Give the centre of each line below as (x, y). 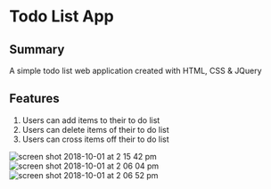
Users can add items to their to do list (91, 120)
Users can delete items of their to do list (95, 129)
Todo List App (62, 16)
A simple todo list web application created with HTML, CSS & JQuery (135, 70)
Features (34, 99)
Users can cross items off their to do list (95, 139)
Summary (37, 49)
